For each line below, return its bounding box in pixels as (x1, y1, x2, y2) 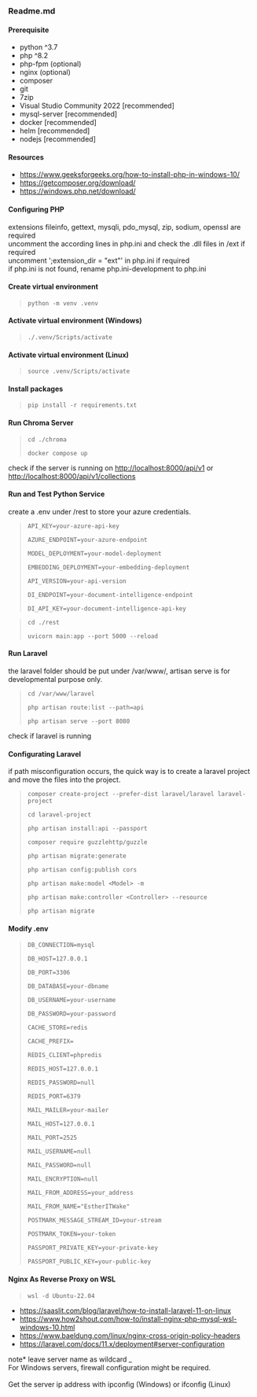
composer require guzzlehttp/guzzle (27, 839, 148, 846)
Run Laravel (8, 649, 48, 658)
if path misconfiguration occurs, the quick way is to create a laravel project (8, 767, 251, 776)
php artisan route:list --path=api (27, 703, 145, 711)
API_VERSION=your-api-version (27, 577, 127, 585)
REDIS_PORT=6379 (27, 1093, 81, 1100)
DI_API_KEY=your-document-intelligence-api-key (27, 604, 186, 613)
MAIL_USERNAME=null (27, 1148, 92, 1156)
